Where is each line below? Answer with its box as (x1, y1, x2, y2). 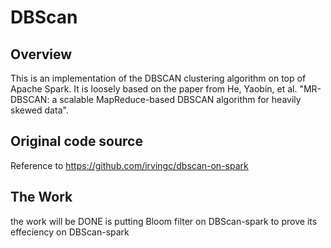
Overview (10, 46, 73, 63)
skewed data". (10, 104, 69, 116)
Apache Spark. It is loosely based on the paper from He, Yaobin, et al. (10, 83, 298, 95)
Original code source (10, 133, 143, 150)
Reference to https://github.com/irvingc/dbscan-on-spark (10, 159, 249, 171)
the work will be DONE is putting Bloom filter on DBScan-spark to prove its (10, 215, 318, 227)
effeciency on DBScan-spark (10, 226, 130, 238)
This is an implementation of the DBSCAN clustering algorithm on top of (10, 72, 307, 84)
